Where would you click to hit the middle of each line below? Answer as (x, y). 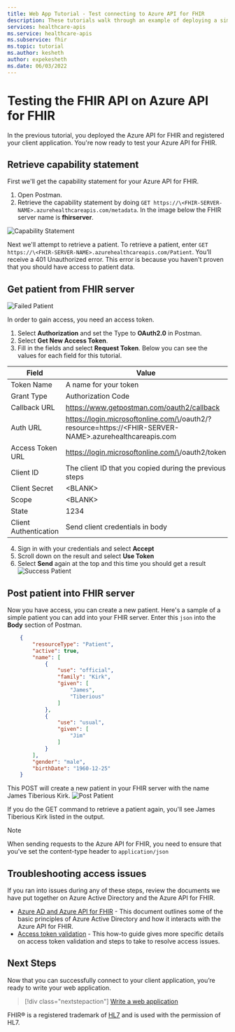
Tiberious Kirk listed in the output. (56, 817)
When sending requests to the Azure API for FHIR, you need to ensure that (114, 844)
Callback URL (33, 408)
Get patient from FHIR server (71, 289)
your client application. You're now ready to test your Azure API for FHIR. (112, 143)
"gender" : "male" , (59, 762)
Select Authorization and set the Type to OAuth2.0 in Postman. (109, 333)
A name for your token (102, 385)
